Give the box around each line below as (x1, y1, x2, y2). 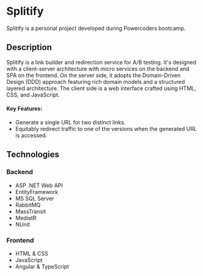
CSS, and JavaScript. (6, 91, 60, 99)
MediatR (15, 214, 37, 222)
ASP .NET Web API (15, 182, 63, 189)
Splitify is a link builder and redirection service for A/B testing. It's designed (6, 58, 197, 65)
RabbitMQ (15, 201, 41, 209)
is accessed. (15, 132, 48, 139)
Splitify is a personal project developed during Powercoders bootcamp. (6, 24, 186, 32)
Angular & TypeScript (15, 263, 69, 270)
